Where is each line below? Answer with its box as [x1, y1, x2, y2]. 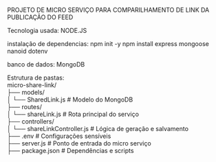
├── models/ [7, 89, 45, 96]
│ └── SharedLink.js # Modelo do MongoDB [7, 95, 133, 104]
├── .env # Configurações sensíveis [7, 132, 111, 140]
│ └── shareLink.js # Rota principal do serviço [7, 110, 140, 118]
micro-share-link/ [7, 81, 57, 89]
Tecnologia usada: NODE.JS [7, 27, 87, 34]
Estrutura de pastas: [7, 73, 65, 82]
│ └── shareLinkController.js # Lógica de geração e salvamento [7, 125, 189, 132]
